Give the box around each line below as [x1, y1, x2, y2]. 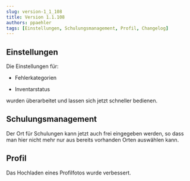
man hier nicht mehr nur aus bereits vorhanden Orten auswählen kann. [6, 136, 179, 143]
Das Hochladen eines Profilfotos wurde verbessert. [6, 169, 132, 176]
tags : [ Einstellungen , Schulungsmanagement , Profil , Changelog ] [6, 25, 169, 31]
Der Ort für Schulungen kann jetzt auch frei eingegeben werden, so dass [6, 130, 184, 137]
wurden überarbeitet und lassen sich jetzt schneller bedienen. [6, 97, 158, 104]
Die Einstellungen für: [6, 63, 59, 70]
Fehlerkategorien [14, 75, 57, 82]
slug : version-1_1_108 [6, 8, 62, 15]
